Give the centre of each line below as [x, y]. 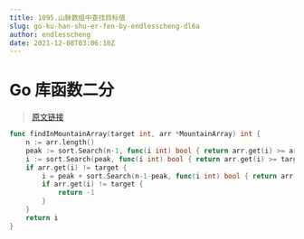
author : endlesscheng [50, 34]
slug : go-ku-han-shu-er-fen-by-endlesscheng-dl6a [105, 26]
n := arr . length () [60, 142]
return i [42, 217]
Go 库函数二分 [62, 90]
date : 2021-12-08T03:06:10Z [62, 43]
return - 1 [76, 193]
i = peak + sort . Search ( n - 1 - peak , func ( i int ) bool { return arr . [170, 176]
